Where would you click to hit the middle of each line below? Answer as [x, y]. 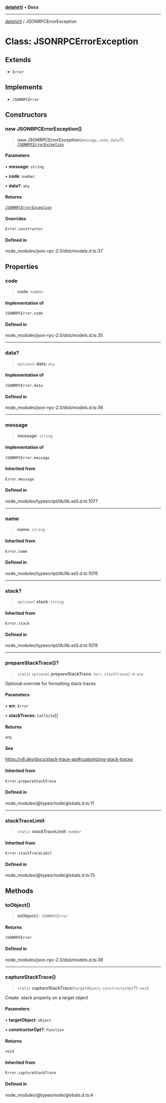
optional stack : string [41, 602]
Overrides [16, 218]
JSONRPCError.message [27, 458]
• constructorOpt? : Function [35, 1030]
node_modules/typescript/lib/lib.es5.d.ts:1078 [52, 646]
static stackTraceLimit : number [49, 832]
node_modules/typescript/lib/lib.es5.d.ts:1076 [52, 573]
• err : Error [17, 706]
